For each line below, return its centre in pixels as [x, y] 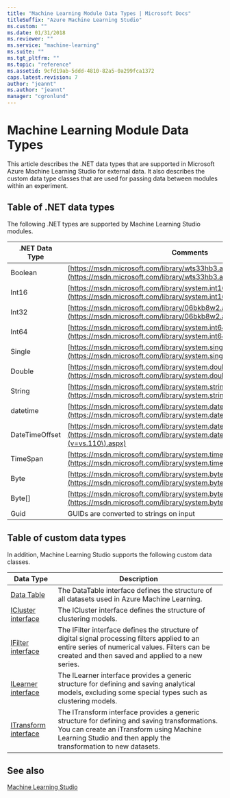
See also [26, 770]
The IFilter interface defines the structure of [128, 630]
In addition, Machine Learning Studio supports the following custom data [110, 554]
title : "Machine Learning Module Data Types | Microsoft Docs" [99, 13]
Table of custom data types [67, 538]
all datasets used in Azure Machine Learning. [130, 599]
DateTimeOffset [36, 434]
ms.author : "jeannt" [37, 90]
